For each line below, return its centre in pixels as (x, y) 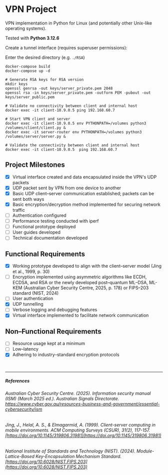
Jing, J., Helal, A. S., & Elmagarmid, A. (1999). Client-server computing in (80, 425)
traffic (18, 210)
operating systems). (26, 28)
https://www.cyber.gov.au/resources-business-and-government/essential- (82, 404)
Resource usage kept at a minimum (49, 344)
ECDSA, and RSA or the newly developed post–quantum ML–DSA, (80, 283)
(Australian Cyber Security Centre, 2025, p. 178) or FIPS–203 (86, 288)
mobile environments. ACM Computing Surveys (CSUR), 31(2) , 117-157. (78, 430)
